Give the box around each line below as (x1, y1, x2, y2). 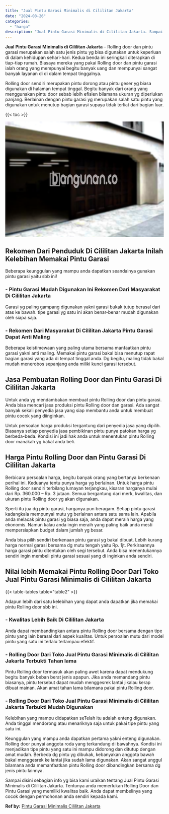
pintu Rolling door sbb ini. (5, 603, 58, 609)
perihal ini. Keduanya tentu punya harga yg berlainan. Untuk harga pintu (5, 480, 154, 486)
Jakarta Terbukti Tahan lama (5, 657, 77, 664)
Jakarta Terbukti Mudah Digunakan (5, 704, 94, 711)
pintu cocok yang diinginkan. (5, 413, 65, 419)
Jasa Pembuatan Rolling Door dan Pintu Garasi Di (5, 375, 162, 384)
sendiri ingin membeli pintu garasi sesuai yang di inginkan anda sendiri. (5, 553, 153, 559)
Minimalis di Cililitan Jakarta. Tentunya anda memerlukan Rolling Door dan (5, 783, 159, 789)
